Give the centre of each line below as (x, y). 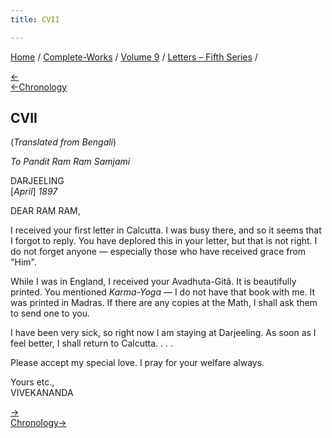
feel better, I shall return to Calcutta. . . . (91, 343)
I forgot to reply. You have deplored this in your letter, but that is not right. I (164, 241)
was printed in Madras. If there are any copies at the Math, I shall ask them (164, 303)
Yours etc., (32, 382)
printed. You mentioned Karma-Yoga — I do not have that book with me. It (163, 292)
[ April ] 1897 (34, 192)
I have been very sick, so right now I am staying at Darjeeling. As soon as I (163, 333)
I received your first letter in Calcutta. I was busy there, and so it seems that (166, 230)
